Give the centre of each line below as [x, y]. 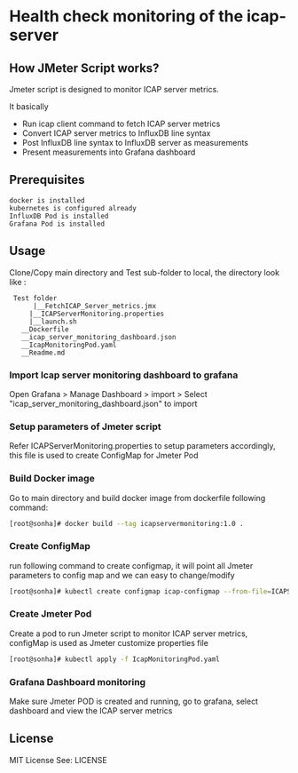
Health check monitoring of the [126, 16]
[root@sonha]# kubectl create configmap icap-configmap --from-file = [141, 591]
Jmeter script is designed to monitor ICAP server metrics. [114, 89]
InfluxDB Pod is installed [59, 216]
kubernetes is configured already [73, 208]
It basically [29, 107]
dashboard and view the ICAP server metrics [91, 711]
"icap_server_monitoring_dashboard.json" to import [103, 403]
